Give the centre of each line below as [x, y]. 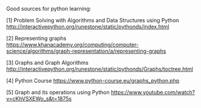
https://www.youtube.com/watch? [153, 92]
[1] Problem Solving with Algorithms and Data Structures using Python [93, 20]
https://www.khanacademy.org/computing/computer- [73, 45]
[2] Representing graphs [36, 38]
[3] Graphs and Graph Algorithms [47, 63]
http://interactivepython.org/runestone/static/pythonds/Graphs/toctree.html [100, 69]
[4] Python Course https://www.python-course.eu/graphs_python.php [93, 81]
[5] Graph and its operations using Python [58, 92]
